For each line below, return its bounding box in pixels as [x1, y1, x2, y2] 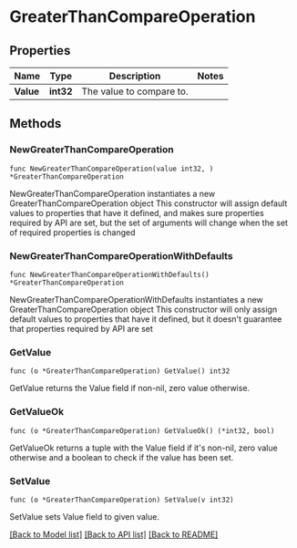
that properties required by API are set [9, 323, 153, 334]
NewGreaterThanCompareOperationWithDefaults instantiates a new [9, 294, 264, 305]
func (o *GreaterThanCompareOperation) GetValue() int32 [9, 367, 230, 376]
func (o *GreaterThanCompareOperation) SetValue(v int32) [9, 495, 234, 504]
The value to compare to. [81, 85, 189, 98]
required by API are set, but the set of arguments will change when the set [9, 217, 289, 228]
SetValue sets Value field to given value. [9, 511, 159, 522]
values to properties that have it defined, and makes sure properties [9, 207, 264, 218]
